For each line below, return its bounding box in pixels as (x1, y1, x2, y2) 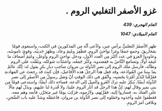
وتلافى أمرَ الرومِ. (126, 99, 157, 105)
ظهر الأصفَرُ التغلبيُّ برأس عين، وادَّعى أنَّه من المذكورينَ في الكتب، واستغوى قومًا (12, 43, 157, 49)
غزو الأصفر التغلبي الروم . (65, 5, 157, 16)
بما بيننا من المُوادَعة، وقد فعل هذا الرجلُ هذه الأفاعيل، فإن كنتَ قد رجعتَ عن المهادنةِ (4, 69, 157, 75)
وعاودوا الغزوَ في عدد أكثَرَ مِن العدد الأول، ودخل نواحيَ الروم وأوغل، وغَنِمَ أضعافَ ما (7, 54, 157, 59)
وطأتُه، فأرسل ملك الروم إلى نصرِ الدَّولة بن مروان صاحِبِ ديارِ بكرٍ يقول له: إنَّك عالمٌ (7, 64, 157, 69)
